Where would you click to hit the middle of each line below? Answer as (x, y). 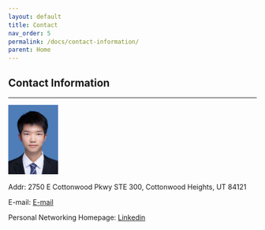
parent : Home (30, 50)
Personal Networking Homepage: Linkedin (77, 217)
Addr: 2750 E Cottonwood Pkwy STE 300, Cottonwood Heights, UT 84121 (127, 187)
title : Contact (33, 25)
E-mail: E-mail (31, 202)
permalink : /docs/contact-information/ (74, 42)
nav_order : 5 (30, 33)
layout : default (35, 17)
